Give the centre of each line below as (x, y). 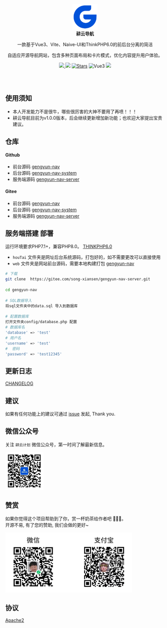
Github (13, 155)
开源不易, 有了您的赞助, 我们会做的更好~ (47, 525)
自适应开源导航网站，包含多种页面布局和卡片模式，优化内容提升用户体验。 (85, 55)
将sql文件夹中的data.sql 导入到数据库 (41, 306)
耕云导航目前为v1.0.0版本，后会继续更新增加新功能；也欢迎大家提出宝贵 (88, 117)
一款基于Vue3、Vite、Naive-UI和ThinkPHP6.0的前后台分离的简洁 (85, 44)
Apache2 (15, 620)
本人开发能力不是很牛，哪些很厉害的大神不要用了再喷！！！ (75, 111)
